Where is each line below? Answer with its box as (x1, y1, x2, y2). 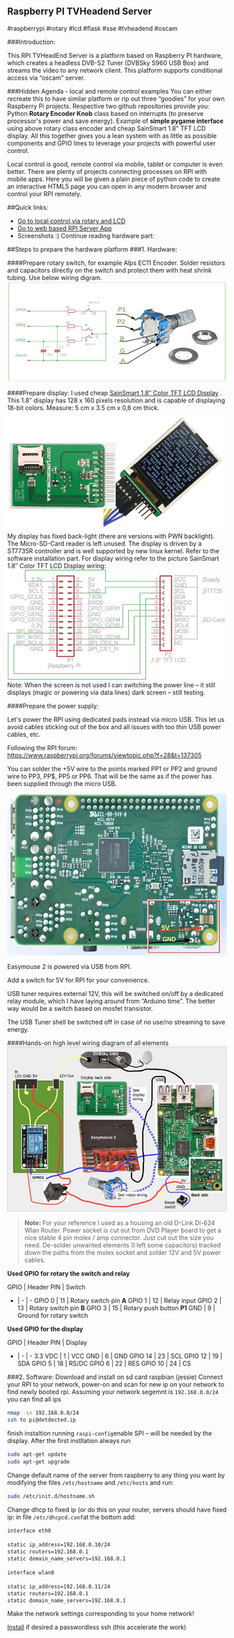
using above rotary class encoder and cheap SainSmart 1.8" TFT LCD (7, 124, 206, 132)
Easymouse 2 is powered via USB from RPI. (7, 962, 132, 970)
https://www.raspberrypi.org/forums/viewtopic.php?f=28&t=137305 (7, 751, 202, 760)
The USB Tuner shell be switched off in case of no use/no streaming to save (7, 1018, 226, 1026)
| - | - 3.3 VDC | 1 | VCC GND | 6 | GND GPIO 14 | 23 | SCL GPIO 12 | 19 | (17, 1352, 223, 1360)
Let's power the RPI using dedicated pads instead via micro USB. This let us (7, 715, 225, 724)
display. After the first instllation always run (7, 1437, 131, 1445)
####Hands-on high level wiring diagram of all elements (7, 1039, 169, 1047)
